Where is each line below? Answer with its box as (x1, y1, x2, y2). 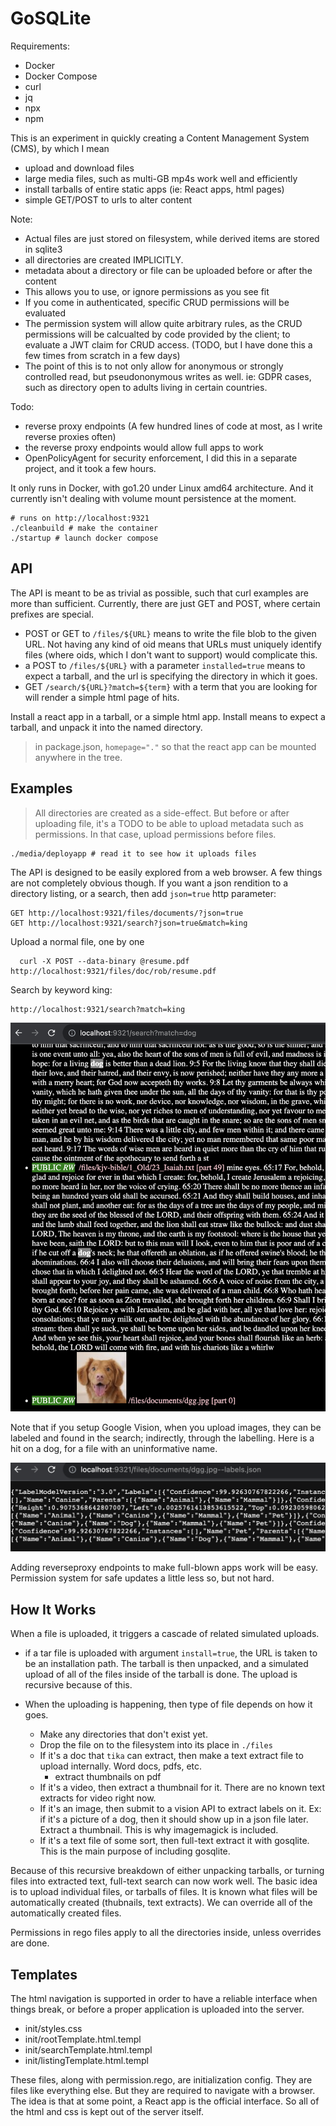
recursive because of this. (24, 1679, 133, 1691)
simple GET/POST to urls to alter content (24, 193, 193, 206)
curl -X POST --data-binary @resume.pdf (19, 956, 190, 966)
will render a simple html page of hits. (24, 691, 180, 703)
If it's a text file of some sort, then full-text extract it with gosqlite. (39, 1835, 310, 1847)
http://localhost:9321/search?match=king (10, 1004, 186, 1014)
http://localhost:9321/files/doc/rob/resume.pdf (10, 966, 217, 976)
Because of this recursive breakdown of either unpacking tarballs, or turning (10, 1865, 325, 1877)
